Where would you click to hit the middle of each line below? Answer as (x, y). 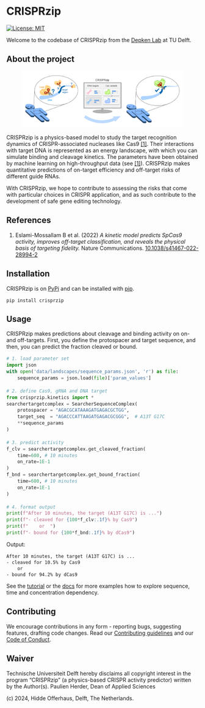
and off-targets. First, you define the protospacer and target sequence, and (101, 340)
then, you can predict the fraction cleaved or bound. (72, 347)
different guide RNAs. (34, 176)
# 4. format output (31, 507)
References (29, 220)
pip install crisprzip (35, 301)
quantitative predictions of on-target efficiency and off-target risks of (93, 170)
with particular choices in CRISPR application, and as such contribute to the (101, 194)
